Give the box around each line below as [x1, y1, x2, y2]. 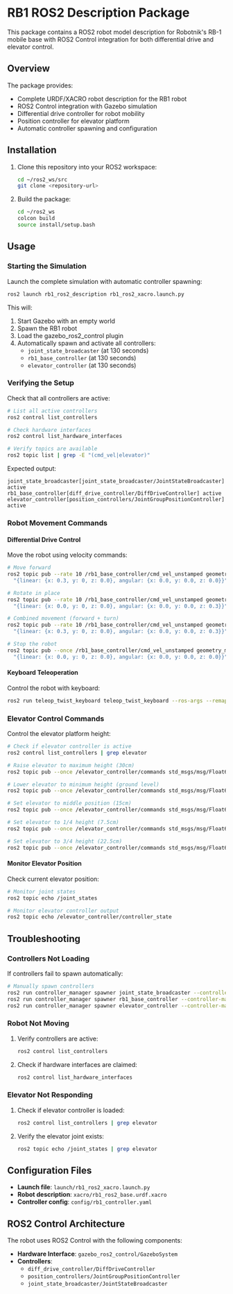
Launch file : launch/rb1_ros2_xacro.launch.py [17, 1183, 150, 1191]
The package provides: [7, 81, 74, 90]
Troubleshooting [7, 932, 81, 945]
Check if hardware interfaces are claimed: [17, 1060, 137, 1068]
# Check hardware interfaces [7, 426, 92, 433]
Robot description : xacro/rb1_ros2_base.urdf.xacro [17, 1191, 167, 1199]
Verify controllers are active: [17, 1034, 98, 1043]
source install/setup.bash [17, 221, 96, 228]
